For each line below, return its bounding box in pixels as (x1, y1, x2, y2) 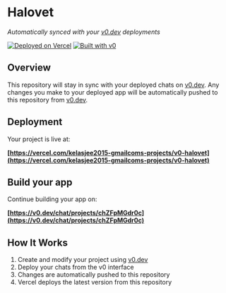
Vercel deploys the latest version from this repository (17, 278, 172, 287)
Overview (7, 61, 52, 74)
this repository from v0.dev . (7, 95, 88, 104)
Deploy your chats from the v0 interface (17, 263, 134, 272)
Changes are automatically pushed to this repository (17, 270, 170, 279)
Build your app (7, 176, 73, 188)
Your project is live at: (7, 135, 71, 143)
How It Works (7, 237, 69, 249)
